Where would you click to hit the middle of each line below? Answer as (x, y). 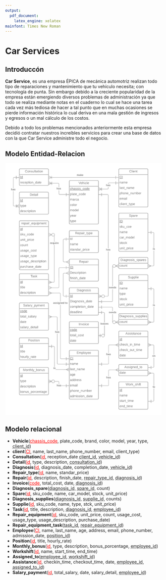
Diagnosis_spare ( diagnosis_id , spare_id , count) (61, 488)
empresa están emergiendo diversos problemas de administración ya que (80, 97)
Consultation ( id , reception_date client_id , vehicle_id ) (66, 457)
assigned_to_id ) (28, 567)
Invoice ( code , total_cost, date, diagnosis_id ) (57, 483)
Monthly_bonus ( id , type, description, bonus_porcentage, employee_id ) (85, 546)
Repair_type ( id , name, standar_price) (51, 473)
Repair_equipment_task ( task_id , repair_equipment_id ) (68, 525)
